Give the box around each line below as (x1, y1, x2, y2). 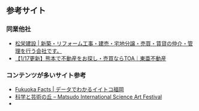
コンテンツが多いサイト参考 (6, 71, 86, 79)
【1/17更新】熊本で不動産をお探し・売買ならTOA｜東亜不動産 (14, 54, 167, 61)
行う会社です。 (25, 47, 62, 54)
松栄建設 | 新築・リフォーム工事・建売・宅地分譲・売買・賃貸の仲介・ (14, 39, 188, 47)
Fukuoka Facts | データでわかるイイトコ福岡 (14, 85, 124, 92)
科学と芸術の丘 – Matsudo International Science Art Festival (14, 93, 162, 100)
